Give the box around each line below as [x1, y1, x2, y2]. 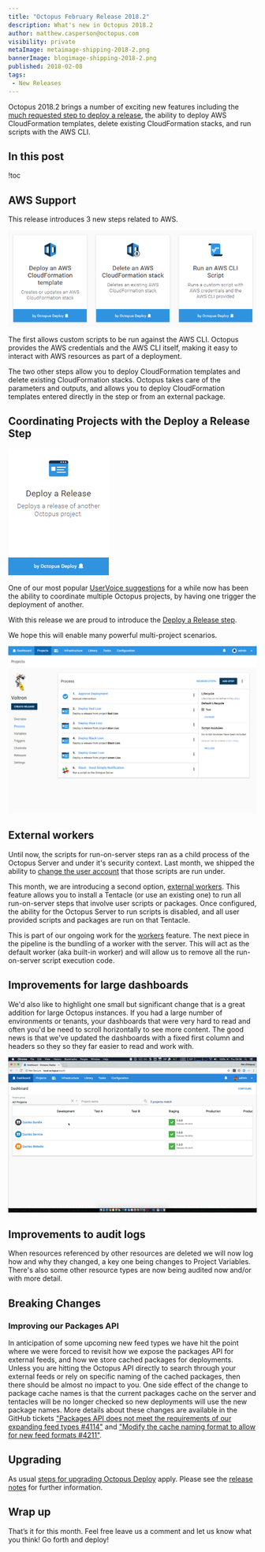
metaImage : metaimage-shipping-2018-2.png [8, 46, 150, 54]
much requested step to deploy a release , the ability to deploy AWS [8, 110, 227, 120]
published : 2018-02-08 [8, 63, 83, 71]
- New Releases [11, 79, 62, 87]
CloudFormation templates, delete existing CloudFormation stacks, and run [8, 118, 252, 128]
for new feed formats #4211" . [8, 1431, 103, 1440]
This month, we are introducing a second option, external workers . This [8, 882, 241, 891]
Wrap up [8, 1505, 51, 1519]
